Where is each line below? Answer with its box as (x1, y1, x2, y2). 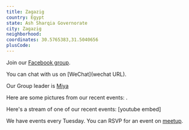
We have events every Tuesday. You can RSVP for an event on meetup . (6, 117, 184, 124)
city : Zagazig (6, 25, 42, 32)
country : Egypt (6, 14, 45, 20)
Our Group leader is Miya (6, 82, 69, 89)
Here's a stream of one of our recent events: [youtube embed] (6, 105, 161, 113)
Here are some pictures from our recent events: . (6, 94, 128, 101)
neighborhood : (6, 31, 42, 37)
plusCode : (6, 43, 31, 49)
